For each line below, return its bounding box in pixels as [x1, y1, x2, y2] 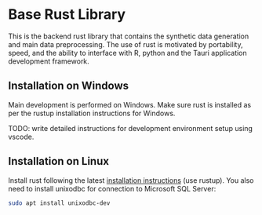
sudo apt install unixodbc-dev [8, 199, 111, 207]
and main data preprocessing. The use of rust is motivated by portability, [8, 39, 243, 49]
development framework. [8, 56, 90, 66]
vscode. [8, 132, 35, 141]
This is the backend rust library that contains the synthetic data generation [8, 31, 249, 41]
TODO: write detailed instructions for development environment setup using [8, 123, 253, 133]
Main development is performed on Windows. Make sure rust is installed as [8, 100, 252, 109]
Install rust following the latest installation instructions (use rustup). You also [8, 175, 254, 185]
